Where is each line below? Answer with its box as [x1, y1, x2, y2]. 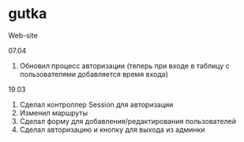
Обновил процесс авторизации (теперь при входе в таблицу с [19, 60, 231, 71]
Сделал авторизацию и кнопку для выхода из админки [19, 125, 205, 134]
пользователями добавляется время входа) [19, 69, 168, 78]
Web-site [8, 31, 38, 40]
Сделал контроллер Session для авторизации [19, 100, 174, 109]
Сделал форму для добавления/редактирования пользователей [19, 116, 237, 126]
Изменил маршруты [19, 107, 88, 118]
